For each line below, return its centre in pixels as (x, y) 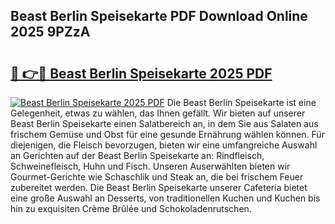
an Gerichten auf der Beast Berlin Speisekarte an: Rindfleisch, (137, 155)
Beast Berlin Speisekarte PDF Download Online (159, 16)
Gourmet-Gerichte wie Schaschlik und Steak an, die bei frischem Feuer (157, 177)
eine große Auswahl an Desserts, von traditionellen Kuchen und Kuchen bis (165, 198)
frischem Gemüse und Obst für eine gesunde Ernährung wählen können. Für (167, 134)
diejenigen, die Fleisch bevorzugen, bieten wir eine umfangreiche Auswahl (164, 145)
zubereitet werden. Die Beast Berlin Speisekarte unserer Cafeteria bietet (159, 187)
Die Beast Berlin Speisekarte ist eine (241, 102)
